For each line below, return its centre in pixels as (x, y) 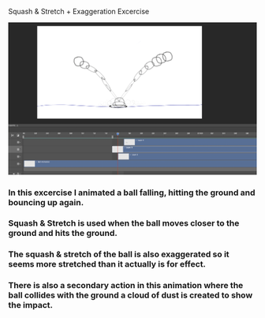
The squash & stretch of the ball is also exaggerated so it (119, 254)
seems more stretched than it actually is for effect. (107, 264)
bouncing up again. (46, 202)
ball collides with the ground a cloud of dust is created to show (131, 295)
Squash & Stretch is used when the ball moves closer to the (124, 223)
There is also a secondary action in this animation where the (126, 286)
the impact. (31, 305)
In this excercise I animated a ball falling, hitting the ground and (132, 193)
